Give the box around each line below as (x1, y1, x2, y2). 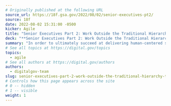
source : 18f (5, 17, 31, 22)
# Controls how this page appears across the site (5, 78, 115, 84)
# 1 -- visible (5, 88, 38, 93)
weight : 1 (5, 93, 26, 98)
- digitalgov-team (10, 69, 49, 74)
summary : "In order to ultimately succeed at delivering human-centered (5, 41, 163, 46)
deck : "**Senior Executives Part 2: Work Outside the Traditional (5, 36, 149, 41)
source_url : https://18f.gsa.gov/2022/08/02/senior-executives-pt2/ (5, 12, 154, 17)
